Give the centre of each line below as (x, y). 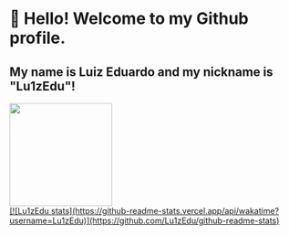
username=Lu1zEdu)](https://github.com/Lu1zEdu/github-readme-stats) (144, 220)
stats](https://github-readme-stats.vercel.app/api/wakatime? (165, 211)
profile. (38, 38)
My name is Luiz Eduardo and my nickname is (141, 72)
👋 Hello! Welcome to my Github (129, 19)
